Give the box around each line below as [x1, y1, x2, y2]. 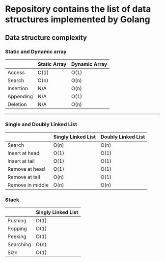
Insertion [7, 85, 28, 92]
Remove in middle [7, 182, 49, 188]
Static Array [37, 60, 67, 67]
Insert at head [7, 150, 40, 157]
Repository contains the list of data [5, 3, 151, 15]
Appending [7, 93, 33, 100]
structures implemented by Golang [5, 14, 151, 25]
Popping [7, 225, 27, 232]
